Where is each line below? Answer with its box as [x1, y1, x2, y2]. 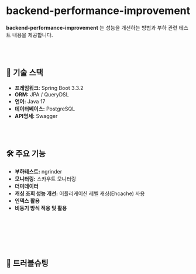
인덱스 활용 [14, 197, 40, 204]
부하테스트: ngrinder [14, 168, 63, 175]
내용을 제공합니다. [12, 31, 53, 39]
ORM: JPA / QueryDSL [14, 91, 69, 98]
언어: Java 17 [14, 98, 46, 105]
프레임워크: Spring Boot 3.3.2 [14, 84, 84, 91]
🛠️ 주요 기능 [6, 149, 46, 159]
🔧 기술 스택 [6, 68, 44, 78]
